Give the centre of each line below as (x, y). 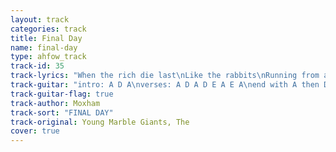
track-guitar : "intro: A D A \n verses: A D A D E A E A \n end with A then (165, 85)
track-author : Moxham (55, 103)
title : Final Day (46, 38)
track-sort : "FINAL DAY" (62, 112)
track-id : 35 (37, 66)
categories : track (48, 29)
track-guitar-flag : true (62, 94)
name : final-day (44, 47)
